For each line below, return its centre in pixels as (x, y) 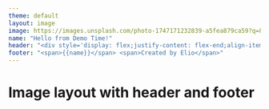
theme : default (34, 16)
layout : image (32, 23)
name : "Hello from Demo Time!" (60, 38)
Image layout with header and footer (131, 93)
